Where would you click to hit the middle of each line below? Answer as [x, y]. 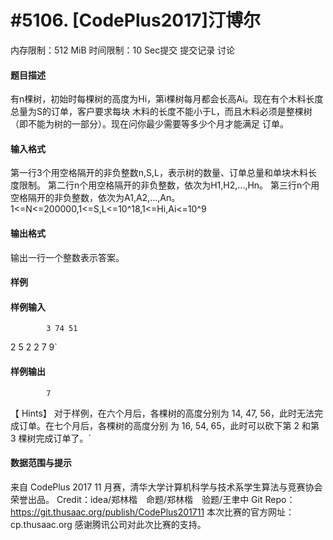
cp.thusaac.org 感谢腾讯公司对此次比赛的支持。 [108, 524]
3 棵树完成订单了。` [51, 438]
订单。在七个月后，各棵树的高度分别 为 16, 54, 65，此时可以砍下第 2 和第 [169, 425]
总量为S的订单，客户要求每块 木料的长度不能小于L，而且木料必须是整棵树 [161, 112]
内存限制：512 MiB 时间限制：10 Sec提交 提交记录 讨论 [123, 50]
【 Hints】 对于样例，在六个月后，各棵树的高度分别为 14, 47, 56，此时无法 [162, 413]
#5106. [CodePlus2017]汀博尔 [136, 20]
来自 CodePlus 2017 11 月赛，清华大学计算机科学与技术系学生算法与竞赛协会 [166, 487]
